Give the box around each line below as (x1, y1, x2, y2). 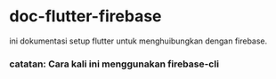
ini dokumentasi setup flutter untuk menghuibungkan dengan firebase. (9, 36, 268, 46)
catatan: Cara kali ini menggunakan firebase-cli (9, 58, 220, 70)
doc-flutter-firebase (9, 6, 162, 27)
